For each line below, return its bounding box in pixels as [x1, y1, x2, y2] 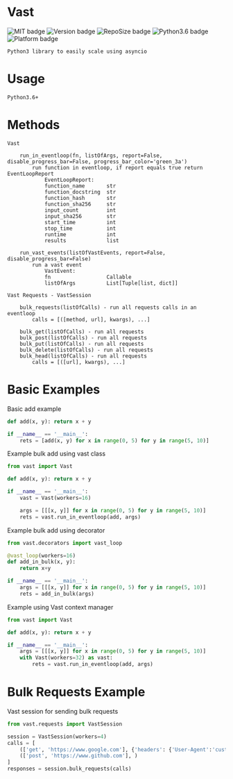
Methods [7, 117, 60, 133]
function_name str [44, 182, 116, 190]
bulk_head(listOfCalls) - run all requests [19, 352, 148, 360]
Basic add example [7, 404, 62, 413]
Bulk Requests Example [7, 685, 146, 700]
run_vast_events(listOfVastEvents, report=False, [19, 249, 166, 256]
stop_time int [44, 225, 116, 232]
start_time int [44, 219, 116, 226]
